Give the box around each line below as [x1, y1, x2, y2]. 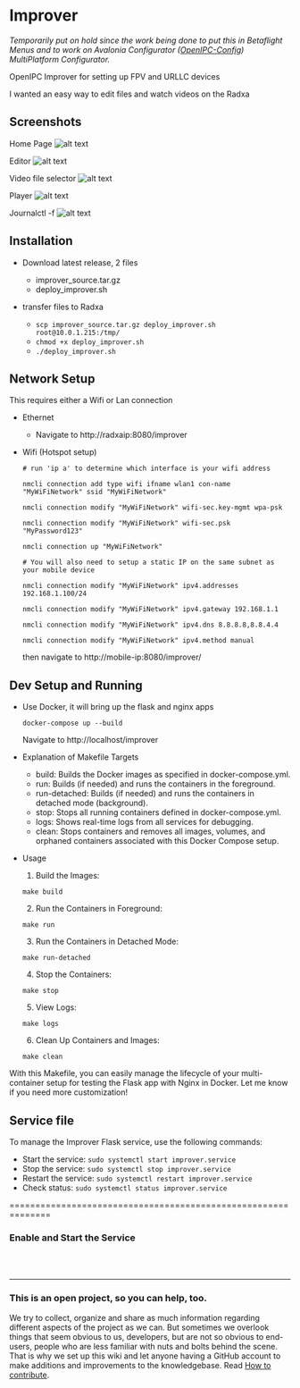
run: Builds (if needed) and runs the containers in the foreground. [35, 778, 276, 789]
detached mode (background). [35, 797, 149, 809]
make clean [21, 1052, 63, 1062]
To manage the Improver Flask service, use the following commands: [9, 1137, 263, 1147]
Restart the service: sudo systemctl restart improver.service [21, 1173, 253, 1183]
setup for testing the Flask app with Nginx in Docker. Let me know [46, 1078, 288, 1089]
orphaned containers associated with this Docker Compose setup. [35, 836, 279, 846]
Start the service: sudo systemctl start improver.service [21, 1154, 237, 1165]
